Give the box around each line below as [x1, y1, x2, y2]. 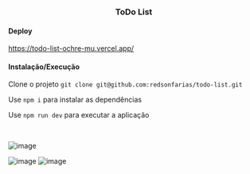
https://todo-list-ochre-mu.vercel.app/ [8, 44, 134, 53]
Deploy [8, 26, 33, 36]
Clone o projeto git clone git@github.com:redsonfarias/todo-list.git [8, 79, 243, 89]
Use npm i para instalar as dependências [8, 95, 142, 105]
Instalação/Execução [8, 62, 80, 72]
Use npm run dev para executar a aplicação [8, 110, 150, 120]
